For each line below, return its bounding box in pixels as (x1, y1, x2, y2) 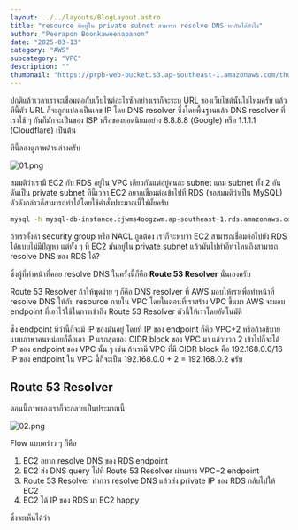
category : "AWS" (10, 46, 70, 55)
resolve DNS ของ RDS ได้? (10, 250, 100, 261)
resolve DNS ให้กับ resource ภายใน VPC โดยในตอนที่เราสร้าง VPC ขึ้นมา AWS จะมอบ (10, 296, 286, 306)
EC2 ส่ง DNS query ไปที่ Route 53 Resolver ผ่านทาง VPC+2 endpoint (22, 465, 260, 476)
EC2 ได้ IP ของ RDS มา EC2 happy (22, 495, 140, 505)
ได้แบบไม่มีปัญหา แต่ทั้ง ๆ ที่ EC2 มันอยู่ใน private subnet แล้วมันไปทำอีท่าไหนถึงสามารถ (10, 241, 279, 251)
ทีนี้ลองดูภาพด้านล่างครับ (10, 142, 80, 153)
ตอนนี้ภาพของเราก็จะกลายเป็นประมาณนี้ (10, 403, 126, 414)
